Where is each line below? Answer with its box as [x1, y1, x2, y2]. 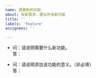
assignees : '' [5, 26, 35, 31]
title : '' [5, 16, 26, 21]
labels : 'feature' [5, 21, 43, 26]
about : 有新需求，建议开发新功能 [5, 12, 66, 17]
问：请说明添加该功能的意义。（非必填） [12, 61, 94, 67]
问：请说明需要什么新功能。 [12, 44, 70, 50]
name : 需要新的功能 [5, 7, 41, 12]
